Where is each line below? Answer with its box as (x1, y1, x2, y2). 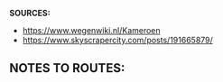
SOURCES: (9, 8, 51, 18)
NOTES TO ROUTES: (9, 60, 125, 76)
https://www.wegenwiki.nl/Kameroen (22, 25, 161, 35)
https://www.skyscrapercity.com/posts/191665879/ (22, 35, 214, 45)
